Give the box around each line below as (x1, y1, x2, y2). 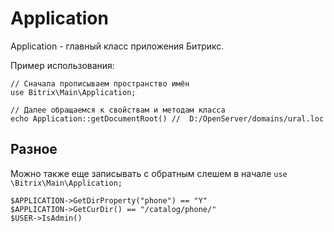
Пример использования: (10, 59, 115, 71)
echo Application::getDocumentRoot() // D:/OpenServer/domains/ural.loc (10, 113, 325, 124)
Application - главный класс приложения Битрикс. (10, 40, 225, 52)
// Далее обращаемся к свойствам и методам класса (10, 105, 226, 115)
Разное (10, 141, 58, 158)
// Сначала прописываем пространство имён (10, 78, 190, 89)
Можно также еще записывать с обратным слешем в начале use (10, 167, 288, 179)
